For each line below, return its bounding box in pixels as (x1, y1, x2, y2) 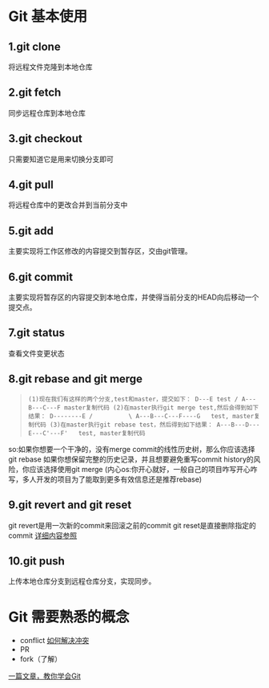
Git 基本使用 (8, 7, 88, 26)
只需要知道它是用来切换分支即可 (8, 154, 114, 164)
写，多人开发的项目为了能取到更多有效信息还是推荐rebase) (8, 474, 203, 484)
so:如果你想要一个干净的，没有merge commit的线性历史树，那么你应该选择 (8, 444, 255, 454)
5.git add (8, 224, 54, 238)
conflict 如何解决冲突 (19, 636, 90, 645)
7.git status (8, 326, 66, 340)
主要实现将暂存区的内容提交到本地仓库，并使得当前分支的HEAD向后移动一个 (8, 292, 259, 302)
